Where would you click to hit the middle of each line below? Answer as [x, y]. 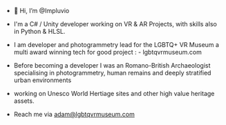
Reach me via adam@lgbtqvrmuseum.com [74, 114]
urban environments [43, 80]
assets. [24, 101]
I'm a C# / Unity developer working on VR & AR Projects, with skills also [115, 24]
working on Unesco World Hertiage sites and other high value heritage [114, 94]
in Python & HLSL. [39, 31]
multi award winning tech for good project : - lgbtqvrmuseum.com [107, 52]
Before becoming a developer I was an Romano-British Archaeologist [112, 65]
